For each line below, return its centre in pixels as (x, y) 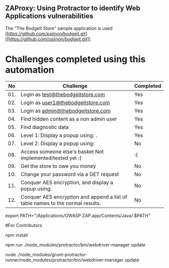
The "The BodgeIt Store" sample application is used (59, 28)
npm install (17, 235)
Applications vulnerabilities (49, 16)
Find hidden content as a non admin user (69, 119)
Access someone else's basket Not (62, 151)
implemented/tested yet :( (51, 158)
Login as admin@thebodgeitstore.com (66, 111)
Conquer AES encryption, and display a (67, 182)
